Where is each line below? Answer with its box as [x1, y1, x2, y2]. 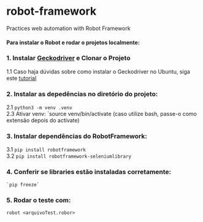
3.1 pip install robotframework [6, 146, 86, 153]
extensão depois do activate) [6, 117, 80, 124]
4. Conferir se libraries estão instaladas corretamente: [6, 167, 172, 176]
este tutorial [6, 74, 37, 82]
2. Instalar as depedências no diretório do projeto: [6, 90, 158, 98]
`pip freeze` [6, 182, 40, 188]
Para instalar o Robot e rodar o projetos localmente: [6, 39, 140, 46]
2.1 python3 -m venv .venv [6, 104, 72, 111]
